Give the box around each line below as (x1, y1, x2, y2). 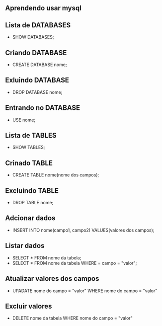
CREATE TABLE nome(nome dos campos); (12, 172, 99, 178)
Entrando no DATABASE (5, 104, 81, 112)
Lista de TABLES (5, 131, 57, 140)
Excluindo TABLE (5, 186, 59, 195)
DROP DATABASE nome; (12, 89, 63, 95)
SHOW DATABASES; (12, 34, 54, 40)
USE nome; (12, 117, 36, 123)
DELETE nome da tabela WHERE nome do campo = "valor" (12, 315, 133, 321)
